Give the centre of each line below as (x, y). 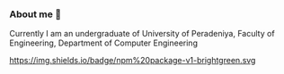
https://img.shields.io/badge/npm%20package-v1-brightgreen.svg (133, 61)
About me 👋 (35, 14)
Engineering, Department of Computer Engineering (103, 43)
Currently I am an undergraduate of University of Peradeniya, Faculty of (142, 34)
